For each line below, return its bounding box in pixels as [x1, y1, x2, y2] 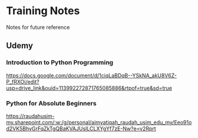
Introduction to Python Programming [6, 58, 114, 67]
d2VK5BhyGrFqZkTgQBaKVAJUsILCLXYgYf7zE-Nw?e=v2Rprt [6, 125, 156, 132]
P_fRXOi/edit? [6, 78, 39, 85]
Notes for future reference [6, 24, 70, 31]
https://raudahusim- [6, 112, 55, 119]
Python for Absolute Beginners [6, 99, 97, 107]
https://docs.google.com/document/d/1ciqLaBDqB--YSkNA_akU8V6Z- [6, 72, 177, 79]
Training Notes [6, 4, 80, 18]
